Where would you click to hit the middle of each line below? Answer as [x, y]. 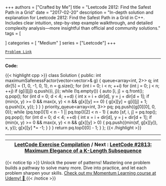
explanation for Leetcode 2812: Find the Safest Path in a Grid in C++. [75, 18]
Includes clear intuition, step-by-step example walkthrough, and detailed [79, 23]
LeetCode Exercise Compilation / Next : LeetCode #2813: [83, 144]
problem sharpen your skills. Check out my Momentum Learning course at [81, 173]
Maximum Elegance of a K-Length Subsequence [83, 151]
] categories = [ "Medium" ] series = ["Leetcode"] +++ [61, 43]
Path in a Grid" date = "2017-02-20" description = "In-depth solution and [79, 12]
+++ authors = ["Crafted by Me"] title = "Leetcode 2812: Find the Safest [78, 7]
